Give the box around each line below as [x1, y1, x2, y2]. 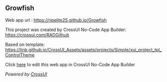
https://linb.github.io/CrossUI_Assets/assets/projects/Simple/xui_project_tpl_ [5, 46, 162, 52]
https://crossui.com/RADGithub [5, 32, 70, 38]
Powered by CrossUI [5, 71, 47, 77]
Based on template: [5, 41, 45, 47]
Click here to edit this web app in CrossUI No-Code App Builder [5, 61, 135, 67]
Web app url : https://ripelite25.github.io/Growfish [5, 17, 107, 23]
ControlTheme [5, 52, 35, 58]
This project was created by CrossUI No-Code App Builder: [5, 27, 127, 33]
